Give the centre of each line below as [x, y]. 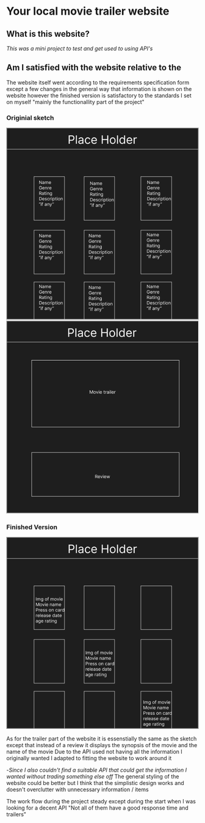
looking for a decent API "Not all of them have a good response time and [98, 808]
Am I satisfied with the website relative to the [94, 68]
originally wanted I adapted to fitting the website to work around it [89, 758]
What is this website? [48, 34]
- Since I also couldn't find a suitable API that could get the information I [97, 770]
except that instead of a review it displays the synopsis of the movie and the [102, 745]
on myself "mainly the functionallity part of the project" [75, 101]
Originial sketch [30, 117]
